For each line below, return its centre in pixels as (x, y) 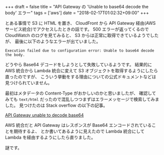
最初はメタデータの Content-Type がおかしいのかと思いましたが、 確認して (81, 93)
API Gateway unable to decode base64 (45, 115)
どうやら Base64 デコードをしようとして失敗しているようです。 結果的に (79, 65)
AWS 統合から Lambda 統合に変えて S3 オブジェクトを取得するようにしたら (82, 71)
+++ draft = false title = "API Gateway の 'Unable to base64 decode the (77, 7)
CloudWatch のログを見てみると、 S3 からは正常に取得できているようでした (82, 35)
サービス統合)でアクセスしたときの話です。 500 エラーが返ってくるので (77, 29)
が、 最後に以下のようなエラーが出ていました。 (53, 41)
